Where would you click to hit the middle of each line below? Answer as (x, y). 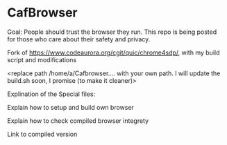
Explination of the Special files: (51, 94)
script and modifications (42, 59)
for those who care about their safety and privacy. (79, 39)
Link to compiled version (42, 134)
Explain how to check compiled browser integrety (78, 120)
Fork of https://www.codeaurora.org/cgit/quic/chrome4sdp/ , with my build (113, 52)
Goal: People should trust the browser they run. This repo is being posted (112, 32)
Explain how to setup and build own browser (70, 107)
